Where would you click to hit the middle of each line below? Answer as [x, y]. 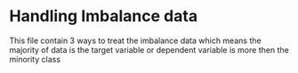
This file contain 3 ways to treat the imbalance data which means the [135, 40]
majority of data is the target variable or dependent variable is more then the [149, 49]
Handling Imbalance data [104, 16]
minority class [35, 59]
